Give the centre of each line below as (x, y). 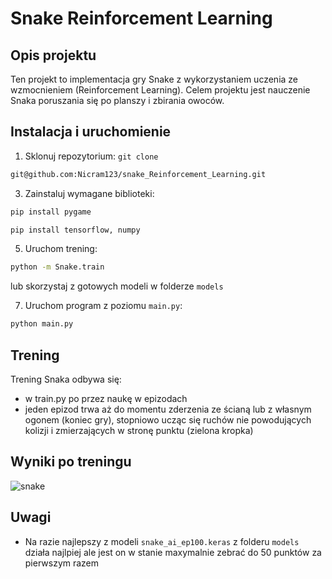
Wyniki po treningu (71, 462)
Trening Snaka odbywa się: (66, 379)
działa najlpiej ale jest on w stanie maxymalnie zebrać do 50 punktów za (173, 552)
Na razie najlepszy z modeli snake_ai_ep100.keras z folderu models (162, 541)
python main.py (42, 324)
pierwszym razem (62, 563)
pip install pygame (51, 212)
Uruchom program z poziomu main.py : (103, 306)
